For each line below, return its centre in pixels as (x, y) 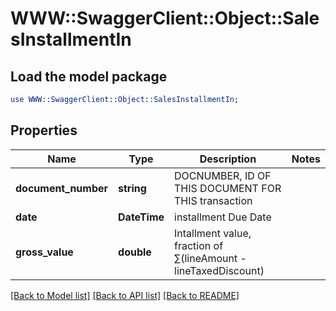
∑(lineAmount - (210, 258)
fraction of (199, 245)
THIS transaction (213, 200)
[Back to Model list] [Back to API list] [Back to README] (125, 295)
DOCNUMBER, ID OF (223, 175)
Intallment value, (213, 233)
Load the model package (89, 76)
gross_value (44, 252)
